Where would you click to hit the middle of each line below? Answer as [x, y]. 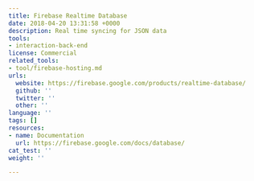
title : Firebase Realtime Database [68, 16]
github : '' [34, 90]
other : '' [32, 105]
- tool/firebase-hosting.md [55, 68]
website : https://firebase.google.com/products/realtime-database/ [131, 83]
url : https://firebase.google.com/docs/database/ [100, 143]
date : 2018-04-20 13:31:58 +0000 [64, 23]
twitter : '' [36, 98]
